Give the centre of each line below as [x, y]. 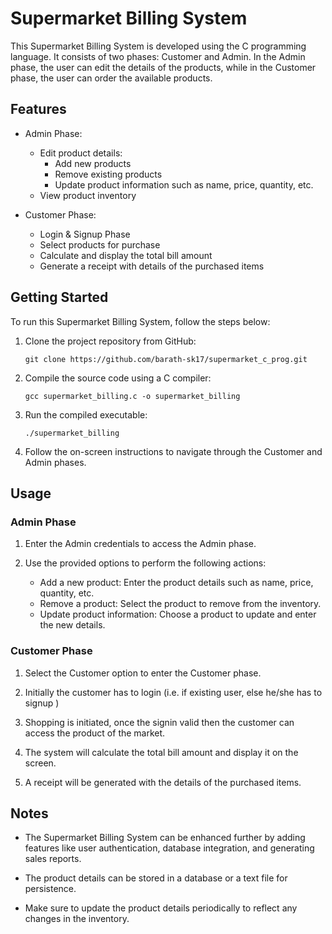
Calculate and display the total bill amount [126, 255]
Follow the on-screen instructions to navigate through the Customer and [173, 451]
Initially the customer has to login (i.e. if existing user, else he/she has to [173, 692]
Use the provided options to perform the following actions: [145, 563]
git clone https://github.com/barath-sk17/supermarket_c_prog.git [166, 359]
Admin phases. [55, 462]
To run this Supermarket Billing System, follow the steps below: [140, 321]
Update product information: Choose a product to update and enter [178, 614]
